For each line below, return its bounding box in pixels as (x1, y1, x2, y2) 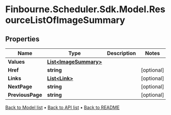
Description (106, 50, 136, 56)
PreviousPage (8, 92, 42, 98)
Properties (5, 35, 40, 43)
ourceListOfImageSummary (5, 14, 126, 26)
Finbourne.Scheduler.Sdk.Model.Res (5, 4, 165, 15)
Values (8, 59, 25, 65)
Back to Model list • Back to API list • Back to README (5, 104, 120, 110)
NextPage (8, 83, 32, 90)
